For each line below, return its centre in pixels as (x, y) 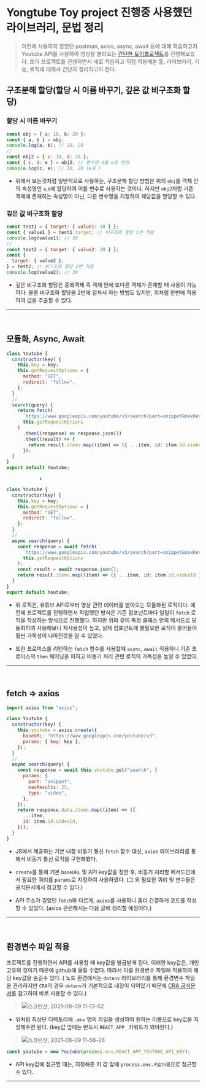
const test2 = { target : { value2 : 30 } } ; (63, 249)
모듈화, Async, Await (45, 339)
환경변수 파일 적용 (38, 947)
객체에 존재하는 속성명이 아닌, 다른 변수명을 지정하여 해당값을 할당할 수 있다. (106, 196)
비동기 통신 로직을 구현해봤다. (62, 859)
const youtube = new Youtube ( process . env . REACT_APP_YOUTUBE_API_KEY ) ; (98, 1052)
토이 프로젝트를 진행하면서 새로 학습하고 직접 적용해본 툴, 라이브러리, (111, 61)
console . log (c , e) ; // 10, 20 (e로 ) (54, 168)
